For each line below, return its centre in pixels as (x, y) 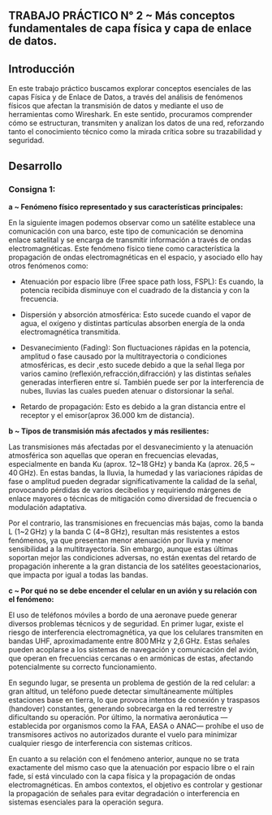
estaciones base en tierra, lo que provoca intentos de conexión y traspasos (134, 700)
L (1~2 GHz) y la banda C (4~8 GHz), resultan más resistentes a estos (124, 531)
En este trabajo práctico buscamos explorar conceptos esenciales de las (130, 89)
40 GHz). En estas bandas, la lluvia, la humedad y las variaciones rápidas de (136, 473)
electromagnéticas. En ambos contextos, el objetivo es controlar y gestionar (136, 784)
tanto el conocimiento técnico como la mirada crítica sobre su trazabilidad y (135, 132)
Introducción (42, 69)
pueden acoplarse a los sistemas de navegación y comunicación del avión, (134, 649)
